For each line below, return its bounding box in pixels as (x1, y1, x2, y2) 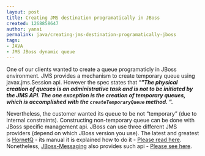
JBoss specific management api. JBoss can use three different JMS (6, 123, 177, 130)
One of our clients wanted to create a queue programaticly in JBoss (6, 65, 177, 73)
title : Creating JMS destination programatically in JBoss (6, 15, 160, 21)
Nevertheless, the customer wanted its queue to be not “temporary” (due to (6, 110, 197, 117)
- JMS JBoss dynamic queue (6, 49, 75, 55)
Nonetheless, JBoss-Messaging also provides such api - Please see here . (6, 142, 193, 150)
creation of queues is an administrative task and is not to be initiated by (6, 85, 193, 92)
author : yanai (6, 26, 43, 32)
